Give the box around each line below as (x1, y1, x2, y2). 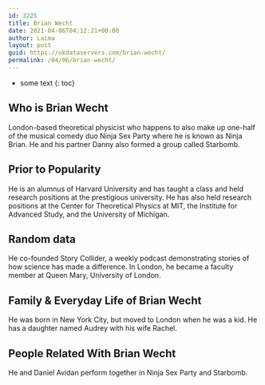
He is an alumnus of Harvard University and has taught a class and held (8, 184, 244, 193)
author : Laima (8, 34, 56, 42)
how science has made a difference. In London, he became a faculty (8, 262, 234, 272)
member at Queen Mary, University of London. (8, 271, 161, 280)
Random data (8, 232, 76, 246)
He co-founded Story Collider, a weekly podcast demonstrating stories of (8, 253, 250, 264)
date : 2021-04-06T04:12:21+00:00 (8, 26, 120, 34)
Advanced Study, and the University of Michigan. (8, 209, 170, 219)
